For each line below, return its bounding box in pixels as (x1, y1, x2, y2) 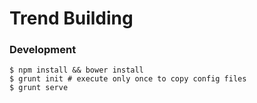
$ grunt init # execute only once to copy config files (9, 74, 247, 84)
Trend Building (9, 7, 134, 30)
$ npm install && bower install (9, 65, 144, 76)
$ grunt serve (9, 83, 69, 93)
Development (9, 43, 77, 57)
